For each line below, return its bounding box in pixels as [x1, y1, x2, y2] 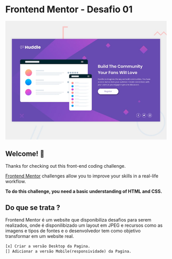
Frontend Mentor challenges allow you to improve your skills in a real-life [5, 173, 159, 179]
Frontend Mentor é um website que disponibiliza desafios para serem [5, 217, 152, 223]
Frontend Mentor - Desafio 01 [5, 4, 133, 15]
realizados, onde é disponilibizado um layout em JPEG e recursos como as [5, 222, 163, 229]
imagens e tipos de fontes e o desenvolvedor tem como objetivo [5, 228, 141, 234]
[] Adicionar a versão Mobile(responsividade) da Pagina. [5, 249, 132, 254]
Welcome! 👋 [5, 149, 45, 158]
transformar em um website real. [5, 233, 74, 240]
